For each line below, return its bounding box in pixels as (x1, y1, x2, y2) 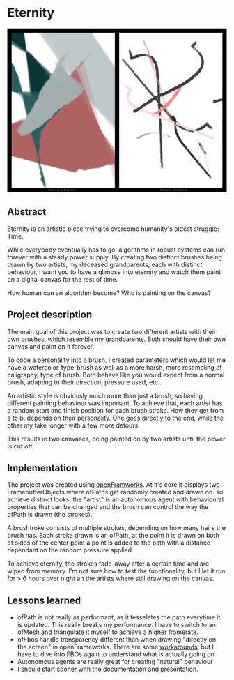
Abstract (7, 206, 47, 218)
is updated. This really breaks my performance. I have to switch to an (17, 621, 216, 629)
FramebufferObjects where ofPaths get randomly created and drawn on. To (7, 488, 224, 497)
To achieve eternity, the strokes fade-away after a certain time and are (7, 559, 210, 568)
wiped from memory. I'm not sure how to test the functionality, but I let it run (7, 567, 226, 575)
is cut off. (7, 441, 34, 451)
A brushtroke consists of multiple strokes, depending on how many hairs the (7, 524, 226, 532)
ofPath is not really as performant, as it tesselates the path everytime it (17, 613, 221, 621)
